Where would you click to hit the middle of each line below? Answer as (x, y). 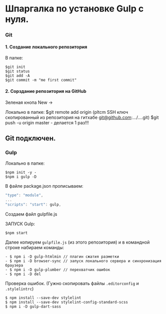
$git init (15, 67)
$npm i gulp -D (21, 177)
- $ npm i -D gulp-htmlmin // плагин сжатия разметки (62, 257)
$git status (17, 71)
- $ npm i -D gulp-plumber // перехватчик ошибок (58, 270)
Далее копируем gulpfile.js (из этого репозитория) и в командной (78, 242)
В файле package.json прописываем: (44, 186)
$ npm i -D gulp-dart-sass (33, 307)
